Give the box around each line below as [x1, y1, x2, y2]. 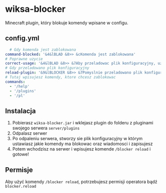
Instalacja [5, 107, 36, 115]
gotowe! [12, 152, 29, 157]
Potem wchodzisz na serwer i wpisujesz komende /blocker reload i [12, 146, 151, 152]
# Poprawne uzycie [5, 56, 43, 61]
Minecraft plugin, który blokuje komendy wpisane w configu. [5, 20, 128, 26]
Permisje [5, 165, 33, 174]
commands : [5, 79, 26, 84]
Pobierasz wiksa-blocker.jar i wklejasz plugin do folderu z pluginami [12, 120, 154, 126]
